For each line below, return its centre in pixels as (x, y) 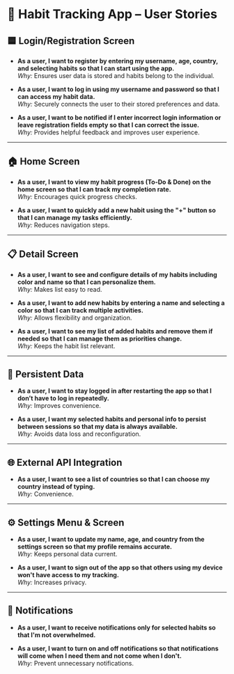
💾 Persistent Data (46, 374)
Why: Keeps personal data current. (67, 554)
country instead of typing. (56, 487)
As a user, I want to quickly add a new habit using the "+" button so (116, 210)
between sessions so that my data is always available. (97, 427)
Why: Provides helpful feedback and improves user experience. (108, 132)
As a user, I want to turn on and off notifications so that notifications (118, 648)
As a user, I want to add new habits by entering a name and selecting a (121, 303)
